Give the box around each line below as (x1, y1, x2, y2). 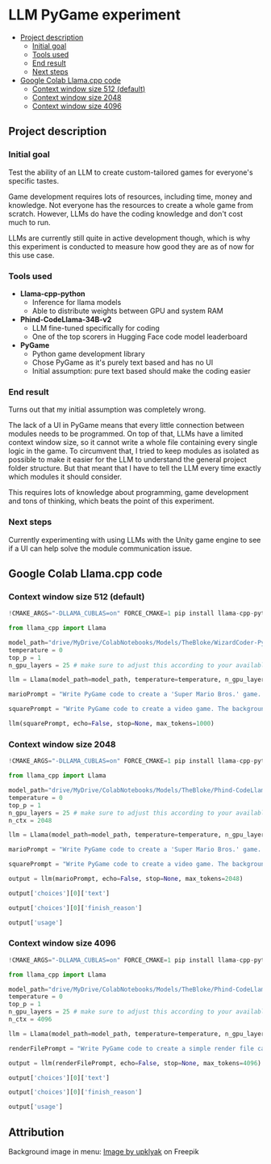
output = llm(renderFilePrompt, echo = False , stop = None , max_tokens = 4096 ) (8, 1059, 262, 1067)
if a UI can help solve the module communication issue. (8, 544, 192, 553)
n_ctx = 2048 (8, 816, 52, 824)
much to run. (8, 217, 51, 227)
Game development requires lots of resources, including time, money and (8, 192, 252, 201)
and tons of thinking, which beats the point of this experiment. (8, 496, 215, 506)
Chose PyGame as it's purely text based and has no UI (31, 358, 214, 367)
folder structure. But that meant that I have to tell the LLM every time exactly (8, 463, 262, 473)
